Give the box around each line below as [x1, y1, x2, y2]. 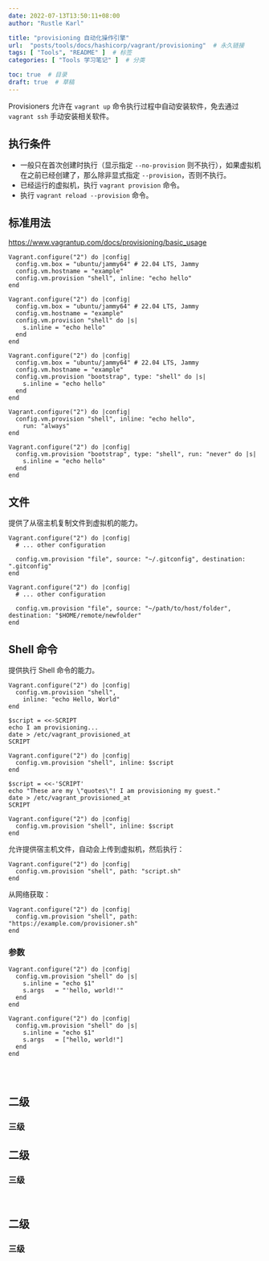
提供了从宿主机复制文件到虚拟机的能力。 [8, 518, 142, 528]
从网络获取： [8, 889, 51, 899]
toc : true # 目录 [8, 71, 67, 79]
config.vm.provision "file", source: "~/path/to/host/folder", [15, 605, 231, 613]
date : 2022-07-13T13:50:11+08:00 [8, 11, 120, 20]
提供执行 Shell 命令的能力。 [8, 665, 100, 675]
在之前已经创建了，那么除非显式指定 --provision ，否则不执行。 [19, 170, 231, 179]
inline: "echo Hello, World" [22, 696, 120, 704]
